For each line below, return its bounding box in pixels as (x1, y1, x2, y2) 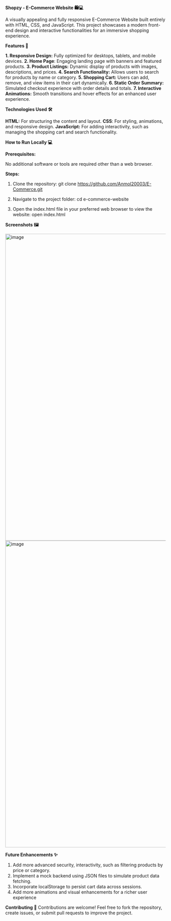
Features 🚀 (5, 43, 29, 49)
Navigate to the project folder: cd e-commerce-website (12, 196, 129, 202)
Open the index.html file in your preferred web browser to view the (12, 206, 153, 212)
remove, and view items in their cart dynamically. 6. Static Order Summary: (5, 80, 164, 86)
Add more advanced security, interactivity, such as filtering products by (12, 862, 163, 868)
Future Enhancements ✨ (5, 851, 58, 858)
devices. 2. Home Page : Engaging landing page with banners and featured (5, 58, 162, 64)
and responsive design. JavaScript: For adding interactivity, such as (5, 124, 149, 129)
